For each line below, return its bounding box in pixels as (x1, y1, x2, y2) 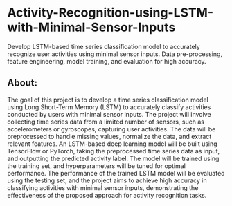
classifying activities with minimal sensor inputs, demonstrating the (7, 183, 199, 191)
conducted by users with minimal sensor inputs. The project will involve (7, 110, 211, 118)
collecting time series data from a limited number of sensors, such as (7, 118, 204, 126)
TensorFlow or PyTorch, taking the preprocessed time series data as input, (7, 147, 220, 155)
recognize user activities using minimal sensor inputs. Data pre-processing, (7, 50, 223, 58)
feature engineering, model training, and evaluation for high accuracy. (7, 57, 206, 65)
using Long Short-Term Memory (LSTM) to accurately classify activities (7, 102, 211, 111)
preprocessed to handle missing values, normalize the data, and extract (7, 132, 212, 140)
